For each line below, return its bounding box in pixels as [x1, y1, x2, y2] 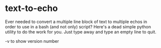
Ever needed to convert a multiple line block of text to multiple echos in [5, 19, 147, 24]
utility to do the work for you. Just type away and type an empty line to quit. [5, 29, 157, 35]
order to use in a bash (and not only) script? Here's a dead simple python [5, 24, 151, 29]
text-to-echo [5, 3, 58, 14]
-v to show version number [5, 38, 59, 44]
